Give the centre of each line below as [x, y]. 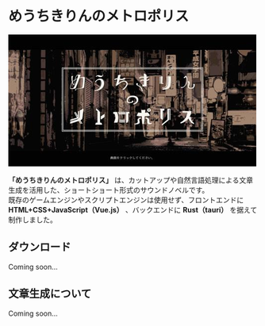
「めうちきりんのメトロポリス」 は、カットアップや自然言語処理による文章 [131, 180]
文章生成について [50, 294]
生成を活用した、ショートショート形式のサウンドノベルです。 [109, 190]
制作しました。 [33, 220]
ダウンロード [40, 247]
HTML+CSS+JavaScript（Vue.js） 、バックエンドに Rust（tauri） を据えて [133, 209]
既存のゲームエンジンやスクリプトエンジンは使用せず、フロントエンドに [126, 200]
